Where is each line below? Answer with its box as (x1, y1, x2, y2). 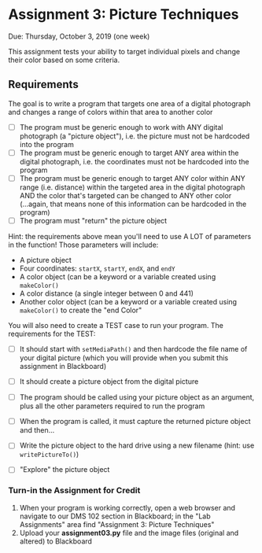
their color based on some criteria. (8, 55, 120, 65)
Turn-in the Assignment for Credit (8, 485, 141, 496)
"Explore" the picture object (19, 465, 110, 474)
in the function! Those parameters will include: (8, 240, 159, 249)
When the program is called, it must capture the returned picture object (19, 417, 251, 426)
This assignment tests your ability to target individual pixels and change (8, 46, 241, 56)
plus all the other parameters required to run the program (19, 401, 205, 411)
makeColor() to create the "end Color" (19, 305, 142, 315)
